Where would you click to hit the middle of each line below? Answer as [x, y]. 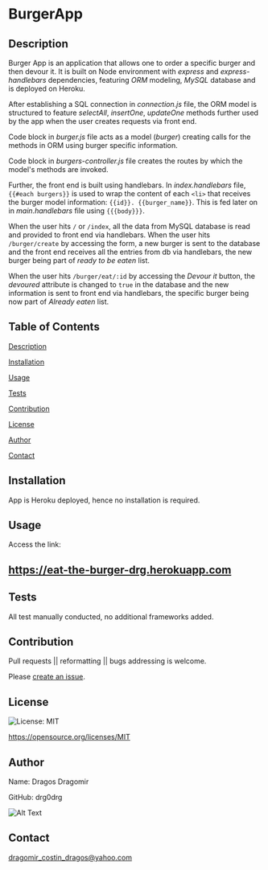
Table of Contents [54, 327]
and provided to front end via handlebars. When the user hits [109, 235]
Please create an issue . [47, 677]
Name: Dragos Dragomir [49, 782]
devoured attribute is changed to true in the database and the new [119, 285]
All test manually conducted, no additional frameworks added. [111, 617]
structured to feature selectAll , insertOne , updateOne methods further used [134, 113]
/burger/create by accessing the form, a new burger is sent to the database [134, 243]
